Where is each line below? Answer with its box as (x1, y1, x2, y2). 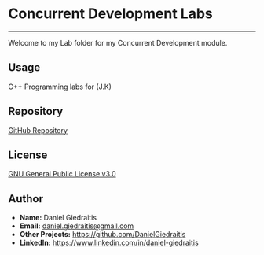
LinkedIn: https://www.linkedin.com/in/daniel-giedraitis (19, 238, 199, 248)
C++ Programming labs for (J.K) (8, 82, 112, 91)
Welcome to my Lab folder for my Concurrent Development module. (8, 38, 228, 47)
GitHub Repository (8, 125, 68, 135)
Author (8, 192, 43, 205)
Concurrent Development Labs (8, 5, 214, 23)
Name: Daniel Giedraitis (19, 213, 97, 223)
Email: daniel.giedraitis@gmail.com (19, 221, 134, 231)
